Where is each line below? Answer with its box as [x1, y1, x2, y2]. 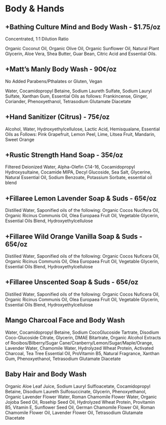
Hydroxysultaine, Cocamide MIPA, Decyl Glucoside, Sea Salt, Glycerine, [5, 169, 152, 175]
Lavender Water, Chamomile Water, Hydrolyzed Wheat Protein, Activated [5, 345, 154, 351]
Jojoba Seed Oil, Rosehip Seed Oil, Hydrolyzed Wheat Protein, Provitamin [5, 399, 155, 405]
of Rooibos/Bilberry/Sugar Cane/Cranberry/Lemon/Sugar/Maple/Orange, [5, 340, 154, 346]
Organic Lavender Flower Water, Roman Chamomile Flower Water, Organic [5, 394, 157, 400]
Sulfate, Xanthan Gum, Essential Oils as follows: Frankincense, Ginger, [5, 93, 148, 99]
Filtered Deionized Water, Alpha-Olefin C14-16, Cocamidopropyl [5, 164, 135, 170]
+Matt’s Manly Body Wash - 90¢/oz [5, 65, 117, 73]
